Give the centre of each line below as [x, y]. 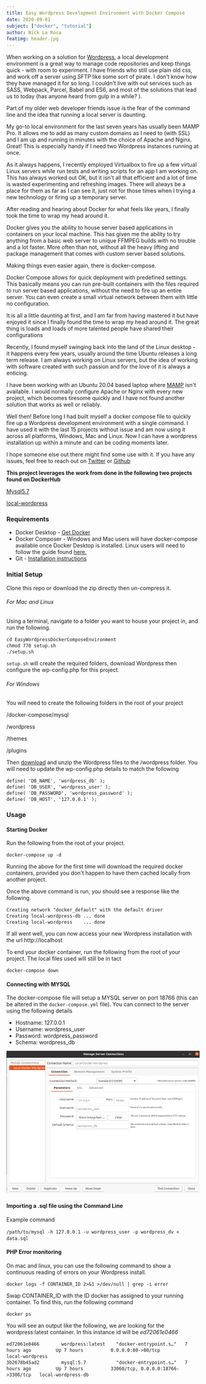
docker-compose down [33, 971]
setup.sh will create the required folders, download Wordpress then [92, 663]
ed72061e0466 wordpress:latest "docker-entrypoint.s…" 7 [97, 1344]
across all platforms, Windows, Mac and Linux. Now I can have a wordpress [102, 436]
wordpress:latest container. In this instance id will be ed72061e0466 [93, 1332]
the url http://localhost [35, 940]
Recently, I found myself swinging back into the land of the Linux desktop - [101, 347]
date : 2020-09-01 [29, 19]
